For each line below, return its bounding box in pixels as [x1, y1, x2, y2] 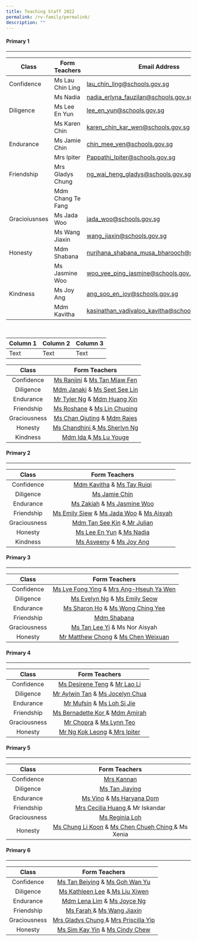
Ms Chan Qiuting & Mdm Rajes [53, 414, 138, 422]
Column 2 [42, 339, 70, 347]
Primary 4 [6, 649, 31, 656]
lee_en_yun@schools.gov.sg [86, 106, 165, 114]
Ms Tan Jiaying [99, 785, 142, 793]
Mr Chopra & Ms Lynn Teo [63, 719, 136, 727]
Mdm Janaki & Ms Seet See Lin [52, 385, 138, 393]
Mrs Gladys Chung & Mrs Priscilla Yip [52, 916, 155, 924]
